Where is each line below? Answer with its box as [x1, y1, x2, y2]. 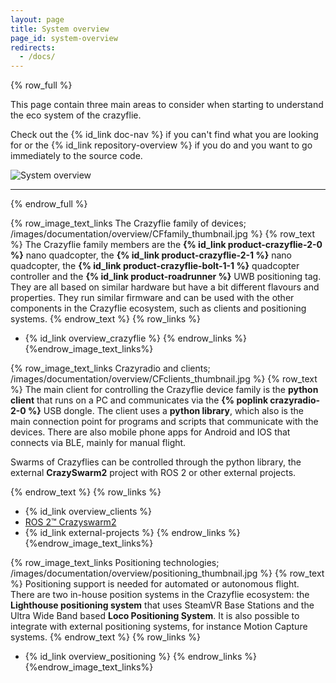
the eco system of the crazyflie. [10, 109, 142, 121]
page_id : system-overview [10, 33, 118, 43]
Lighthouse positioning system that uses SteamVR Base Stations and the [10, 599, 315, 611]
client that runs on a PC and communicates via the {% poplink [10, 394, 269, 406]
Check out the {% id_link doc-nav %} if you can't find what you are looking [10, 129, 319, 141]
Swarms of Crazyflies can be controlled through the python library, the [10, 456, 302, 468]
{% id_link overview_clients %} [24, 506, 153, 518]
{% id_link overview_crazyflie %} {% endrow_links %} [24, 332, 247, 345]
